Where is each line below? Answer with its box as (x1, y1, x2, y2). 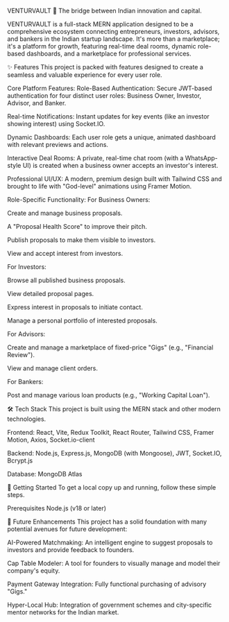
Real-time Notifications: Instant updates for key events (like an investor (7, 112, 210, 121)
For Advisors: (7, 330, 46, 338)
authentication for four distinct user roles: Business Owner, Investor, (7, 92, 202, 100)
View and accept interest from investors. (7, 250, 124, 257)
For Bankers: (7, 378, 44, 386)
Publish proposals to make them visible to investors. (7, 236, 156, 244)
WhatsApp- (185, 154, 219, 162)
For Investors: (7, 263, 46, 270)
